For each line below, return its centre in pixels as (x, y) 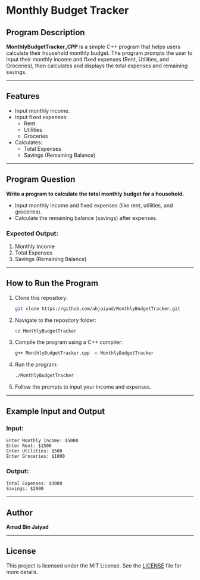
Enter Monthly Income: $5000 (42, 441)
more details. (22, 572)
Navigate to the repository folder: (55, 320)
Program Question (41, 179)
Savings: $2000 (25, 489)
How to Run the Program (52, 283)
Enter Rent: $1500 (29, 446)
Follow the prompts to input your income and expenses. (83, 387)
